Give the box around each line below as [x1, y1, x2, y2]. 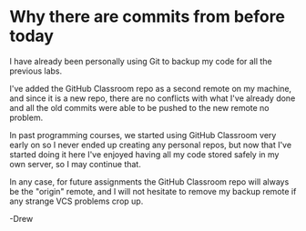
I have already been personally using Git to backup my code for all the [9, 55, 272, 66]
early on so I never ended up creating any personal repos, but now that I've [9, 139, 292, 150]
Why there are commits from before [9, 6, 285, 27]
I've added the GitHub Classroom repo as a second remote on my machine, [9, 83, 292, 94]
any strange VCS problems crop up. [9, 196, 144, 206]
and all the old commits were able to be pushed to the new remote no [9, 102, 270, 113]
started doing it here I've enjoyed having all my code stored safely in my [9, 148, 280, 160]
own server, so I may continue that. [9, 158, 141, 169]
